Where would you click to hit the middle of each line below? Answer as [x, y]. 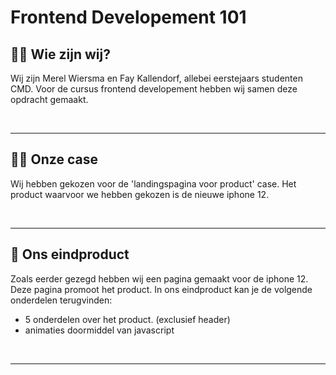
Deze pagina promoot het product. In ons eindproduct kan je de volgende [161, 289]
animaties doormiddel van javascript [99, 330]
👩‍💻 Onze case [54, 159]
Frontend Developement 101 [128, 17]
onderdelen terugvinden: [61, 300]
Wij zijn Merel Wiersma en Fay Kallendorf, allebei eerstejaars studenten [156, 78]
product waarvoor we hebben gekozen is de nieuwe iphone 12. [140, 194]
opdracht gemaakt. [49, 99]
